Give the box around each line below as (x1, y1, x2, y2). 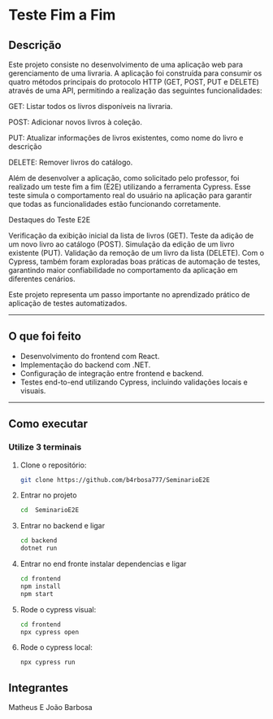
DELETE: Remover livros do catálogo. (8, 157, 133, 167)
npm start (19, 590, 54, 598)
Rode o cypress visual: (19, 604, 97, 614)
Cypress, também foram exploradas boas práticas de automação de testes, (8, 256, 261, 266)
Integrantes (8, 681, 69, 695)
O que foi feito (8, 330, 81, 344)
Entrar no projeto (19, 490, 77, 500)
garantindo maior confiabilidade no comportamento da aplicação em (8, 265, 238, 274)
